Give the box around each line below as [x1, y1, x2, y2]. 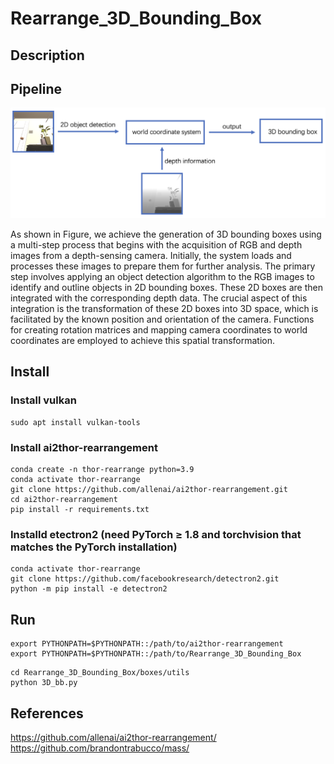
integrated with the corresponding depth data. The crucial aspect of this [10, 292, 308, 304]
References [10, 705, 84, 722]
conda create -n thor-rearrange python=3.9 [10, 465, 195, 475]
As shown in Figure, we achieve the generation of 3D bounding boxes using [10, 228, 322, 241]
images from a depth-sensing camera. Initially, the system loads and [10, 250, 292, 262]
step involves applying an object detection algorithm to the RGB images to [10, 271, 315, 283]
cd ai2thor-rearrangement [10, 495, 118, 505]
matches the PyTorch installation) [10, 540, 178, 554]
